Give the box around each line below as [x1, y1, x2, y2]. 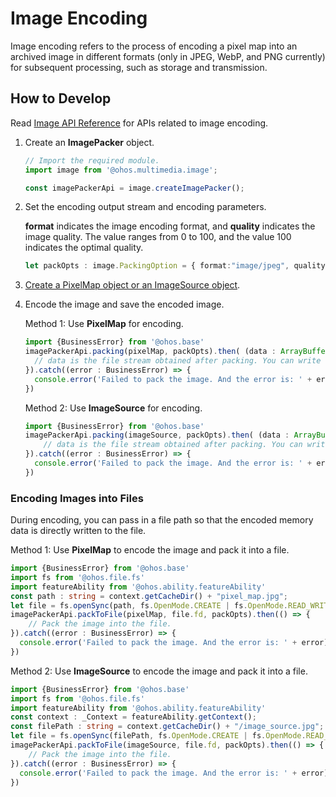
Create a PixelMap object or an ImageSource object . [24, 279, 241, 291]
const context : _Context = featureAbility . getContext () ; [10, 712, 257, 722]
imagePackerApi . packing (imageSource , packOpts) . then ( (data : [24, 430, 290, 441]
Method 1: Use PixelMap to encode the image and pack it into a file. [10, 544, 290, 556]
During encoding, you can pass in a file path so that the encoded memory [10, 514, 314, 526]
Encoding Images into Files [10, 491, 144, 505]
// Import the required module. [24, 155, 160, 166]
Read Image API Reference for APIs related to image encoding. [10, 117, 269, 129]
